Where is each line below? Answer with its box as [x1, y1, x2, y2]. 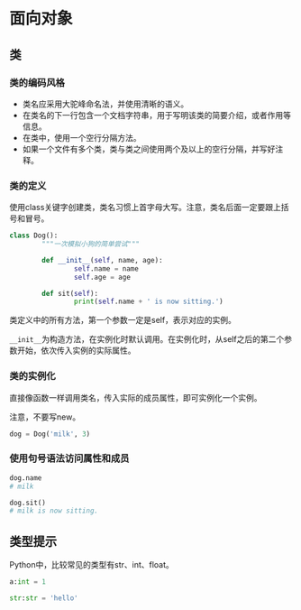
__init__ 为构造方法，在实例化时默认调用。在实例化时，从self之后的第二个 [9, 334, 285, 345]
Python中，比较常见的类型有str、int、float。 [9, 559, 174, 570]
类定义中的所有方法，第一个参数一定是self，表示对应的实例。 [9, 315, 237, 326]
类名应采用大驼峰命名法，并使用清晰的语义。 [22, 98, 189, 109]
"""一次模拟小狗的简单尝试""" [41, 240, 141, 249]
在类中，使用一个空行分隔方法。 [22, 132, 141, 143]
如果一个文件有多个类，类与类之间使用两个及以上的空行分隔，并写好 [22, 143, 276, 154]
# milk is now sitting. [9, 506, 99, 515]
